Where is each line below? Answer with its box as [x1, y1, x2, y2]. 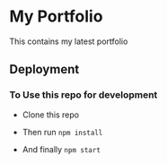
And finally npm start [22, 143, 101, 154]
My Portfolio [9, 6, 103, 27]
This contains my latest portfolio [9, 36, 128, 47]
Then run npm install [22, 126, 103, 137]
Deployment [9, 62, 80, 77]
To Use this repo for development [9, 89, 158, 101]
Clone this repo [22, 109, 79, 120]
